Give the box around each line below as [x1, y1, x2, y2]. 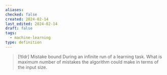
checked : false [5, 12, 37, 17]
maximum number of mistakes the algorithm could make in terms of [17, 58, 159, 65]
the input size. [17, 64, 48, 70]
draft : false [5, 26, 33, 31]
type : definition [5, 40, 42, 45]
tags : [5, 30, 17, 35]
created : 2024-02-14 [5, 16, 49, 21]
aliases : [5, 7, 24, 12]
